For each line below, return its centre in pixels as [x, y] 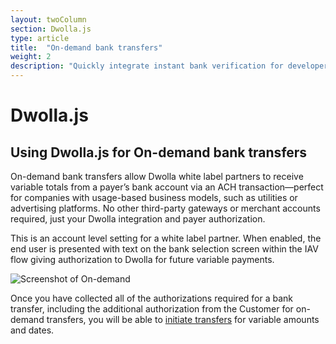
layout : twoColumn [48, 19]
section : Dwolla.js [51, 29]
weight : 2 [31, 57]
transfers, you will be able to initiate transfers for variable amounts [183, 319]
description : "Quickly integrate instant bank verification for [147, 66]
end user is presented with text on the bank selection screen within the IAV [164, 249]
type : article [40, 38]
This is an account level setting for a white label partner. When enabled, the [166, 238]
